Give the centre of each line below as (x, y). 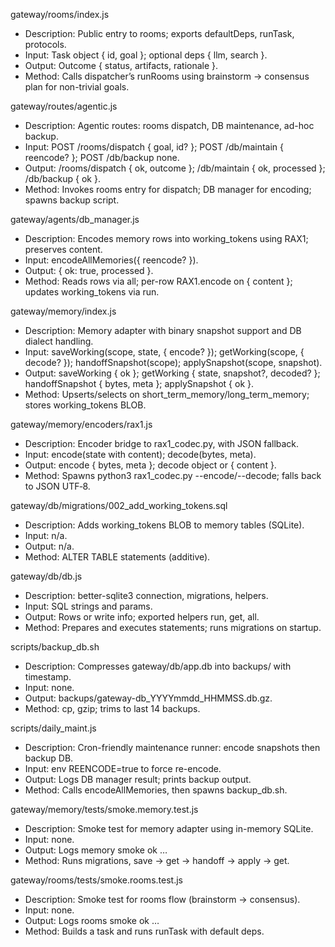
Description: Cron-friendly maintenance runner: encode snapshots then (172, 747)
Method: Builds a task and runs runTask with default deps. (144, 931)
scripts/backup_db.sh (55, 647)
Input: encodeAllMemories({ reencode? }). (111, 260)
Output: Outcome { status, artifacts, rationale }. (121, 65)
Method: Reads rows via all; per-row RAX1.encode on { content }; (158, 281)
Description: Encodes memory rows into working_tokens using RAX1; (166, 238)
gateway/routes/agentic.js (64, 106)
